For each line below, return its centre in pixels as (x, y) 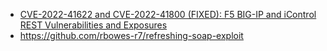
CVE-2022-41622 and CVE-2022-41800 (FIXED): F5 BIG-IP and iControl (168, 14)
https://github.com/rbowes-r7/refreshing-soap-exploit (131, 35)
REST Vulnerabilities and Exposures (93, 25)
